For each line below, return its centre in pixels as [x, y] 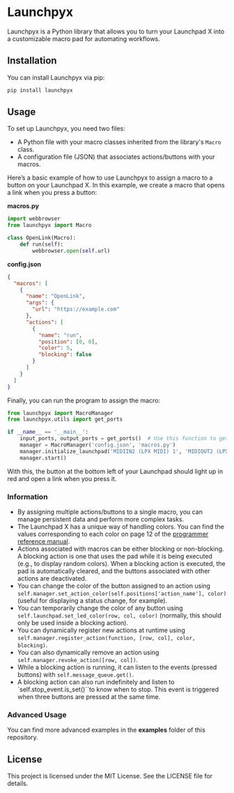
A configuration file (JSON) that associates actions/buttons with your [116, 157]
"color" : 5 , [55, 348]
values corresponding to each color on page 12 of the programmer [113, 534]
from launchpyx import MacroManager [60, 413]
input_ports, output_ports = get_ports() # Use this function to [118, 439]
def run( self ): [42, 244]
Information [28, 496]
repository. [23, 737]
